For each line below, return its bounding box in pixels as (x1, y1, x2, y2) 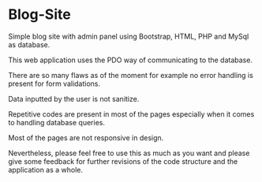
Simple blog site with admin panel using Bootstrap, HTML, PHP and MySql (8, 32, 249, 41)
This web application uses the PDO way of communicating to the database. (8, 55, 253, 65)
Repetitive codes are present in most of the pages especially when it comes (8, 109, 255, 119)
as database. (8, 39, 51, 49)
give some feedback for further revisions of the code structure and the (8, 156, 238, 166)
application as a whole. (8, 165, 84, 174)
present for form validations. (8, 79, 101, 88)
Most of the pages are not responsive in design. (8, 132, 164, 143)
